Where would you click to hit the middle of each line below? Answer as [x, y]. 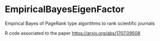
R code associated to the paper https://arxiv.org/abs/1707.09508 [73, 33]
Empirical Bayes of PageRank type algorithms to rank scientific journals [80, 23]
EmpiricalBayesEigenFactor [65, 9]
